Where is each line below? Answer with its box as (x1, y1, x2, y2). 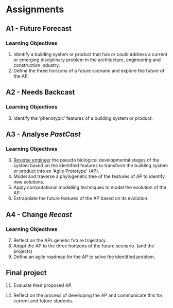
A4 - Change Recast (6, 210, 73, 219)
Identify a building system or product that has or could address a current (13, 51, 168, 57)
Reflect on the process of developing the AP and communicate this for (13, 292, 163, 298)
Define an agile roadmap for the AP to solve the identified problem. (13, 253, 155, 260)
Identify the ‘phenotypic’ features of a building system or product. (13, 115, 153, 121)
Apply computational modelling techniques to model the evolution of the (13, 184, 167, 191)
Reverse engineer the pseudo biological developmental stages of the (13, 157, 160, 163)
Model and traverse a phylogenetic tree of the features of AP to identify (13, 173, 165, 179)
